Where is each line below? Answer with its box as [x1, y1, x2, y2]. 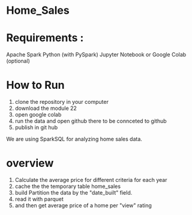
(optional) [6, 58, 30, 65]
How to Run [6, 79, 65, 92]
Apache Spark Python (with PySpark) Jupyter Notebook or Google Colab [6, 51, 187, 58]
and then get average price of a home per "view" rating [14, 202, 152, 209]
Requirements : [6, 31, 84, 45]
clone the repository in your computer [14, 98, 109, 106]
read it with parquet [14, 196, 64, 202]
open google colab [14, 111, 62, 118]
